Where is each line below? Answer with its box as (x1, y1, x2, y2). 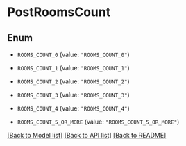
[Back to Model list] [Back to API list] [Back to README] (7, 131, 167, 139)
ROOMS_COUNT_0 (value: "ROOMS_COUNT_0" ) (17, 50, 130, 58)
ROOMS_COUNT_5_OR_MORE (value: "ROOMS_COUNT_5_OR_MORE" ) (17, 117, 180, 126)
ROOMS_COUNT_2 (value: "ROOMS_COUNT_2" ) (17, 77, 130, 86)
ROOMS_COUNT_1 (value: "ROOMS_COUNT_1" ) (17, 64, 130, 72)
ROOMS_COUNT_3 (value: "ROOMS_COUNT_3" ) (17, 91, 130, 99)
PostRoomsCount (7, 4, 111, 20)
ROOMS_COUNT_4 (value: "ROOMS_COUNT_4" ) (17, 104, 130, 112)
